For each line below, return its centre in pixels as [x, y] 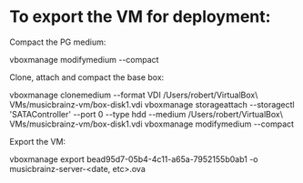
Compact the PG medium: [58, 42]
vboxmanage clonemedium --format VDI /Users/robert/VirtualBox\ [134, 95]
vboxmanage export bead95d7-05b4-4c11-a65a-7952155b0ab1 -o [134, 159]
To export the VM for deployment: [140, 17]
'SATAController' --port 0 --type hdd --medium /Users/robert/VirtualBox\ [146, 114]
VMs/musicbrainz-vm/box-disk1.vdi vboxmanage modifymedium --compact [151, 124]
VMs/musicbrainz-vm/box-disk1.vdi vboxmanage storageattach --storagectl [152, 104]
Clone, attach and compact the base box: [87, 77]
